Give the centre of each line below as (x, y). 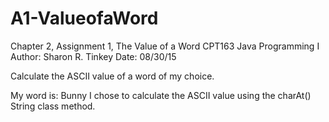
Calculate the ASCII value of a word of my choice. (112, 76)
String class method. (53, 106)
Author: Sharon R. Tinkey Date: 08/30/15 (93, 56)
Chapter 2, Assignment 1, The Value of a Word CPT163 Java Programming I (165, 46)
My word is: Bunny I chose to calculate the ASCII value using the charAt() (161, 95)
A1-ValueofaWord (84, 18)
